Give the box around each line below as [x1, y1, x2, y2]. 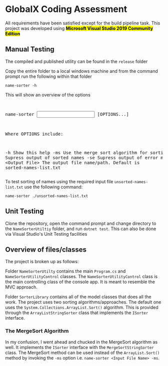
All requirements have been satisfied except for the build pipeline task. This [5, 20, 160, 26]
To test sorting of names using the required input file [5, 178, 113, 184]
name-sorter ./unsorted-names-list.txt [5, 193, 88, 198]
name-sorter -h [5, 83, 37, 88]
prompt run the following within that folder [5, 73, 92, 79]
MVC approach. [5, 284, 37, 290]
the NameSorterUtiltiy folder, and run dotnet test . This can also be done [5, 226, 156, 232]
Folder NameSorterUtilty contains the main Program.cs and [5, 268, 126, 274]
